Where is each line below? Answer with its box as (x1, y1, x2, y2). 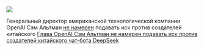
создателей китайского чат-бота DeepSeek (6, 37, 119, 44)
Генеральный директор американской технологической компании (6, 18, 181, 24)
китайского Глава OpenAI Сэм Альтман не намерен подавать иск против (6, 30, 198, 37)
